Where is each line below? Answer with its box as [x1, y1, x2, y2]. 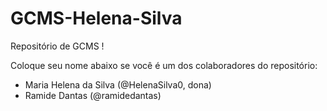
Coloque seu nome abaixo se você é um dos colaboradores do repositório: [10, 59, 318, 71]
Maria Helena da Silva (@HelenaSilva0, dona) [24, 78, 212, 91]
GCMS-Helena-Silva [10, 7, 183, 30]
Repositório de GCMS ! [10, 40, 105, 52]
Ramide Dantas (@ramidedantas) [24, 89, 162, 101]
